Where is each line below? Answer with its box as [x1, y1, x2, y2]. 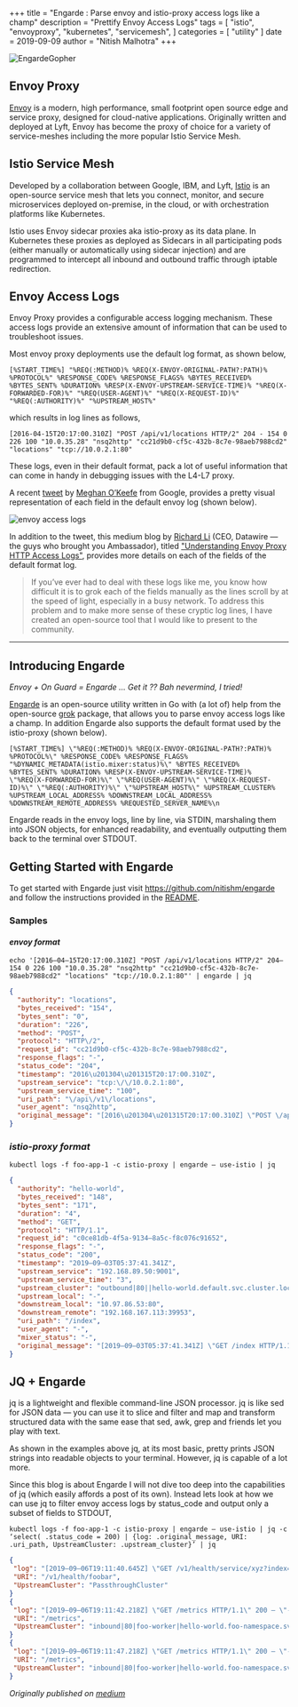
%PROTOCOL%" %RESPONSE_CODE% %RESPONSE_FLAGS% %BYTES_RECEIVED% [9, 373, 252, 383]
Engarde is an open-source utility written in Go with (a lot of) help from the [9, 699, 282, 710]
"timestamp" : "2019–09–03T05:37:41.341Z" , [17, 1259, 176, 1268]
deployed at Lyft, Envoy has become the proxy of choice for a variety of [9, 121, 271, 132]
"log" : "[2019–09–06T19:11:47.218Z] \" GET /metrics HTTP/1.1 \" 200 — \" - [12, 1647, 292, 1656]
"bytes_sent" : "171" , [17, 1200, 98, 1209]
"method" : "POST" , [17, 1028, 86, 1038]
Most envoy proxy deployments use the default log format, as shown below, [9, 348, 286, 359]
